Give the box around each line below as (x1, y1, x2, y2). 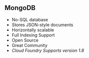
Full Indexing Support (11, 32, 55, 38)
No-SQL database (11, 16, 48, 22)
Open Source (11, 37, 39, 43)
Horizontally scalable (11, 27, 54, 33)
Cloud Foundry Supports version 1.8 (11, 47, 84, 53)
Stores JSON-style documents (11, 22, 74, 28)
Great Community (11, 42, 47, 48)
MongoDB (4, 4, 36, 12)
